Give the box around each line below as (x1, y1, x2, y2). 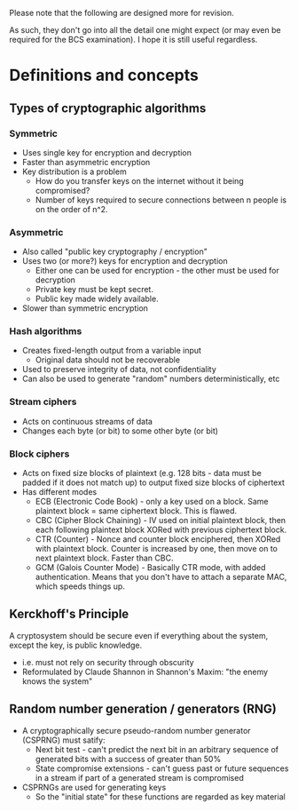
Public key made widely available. (35, 293, 159, 305)
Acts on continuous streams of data (21, 416, 153, 426)
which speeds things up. (35, 581, 126, 592)
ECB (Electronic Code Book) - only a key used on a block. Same (35, 497, 269, 507)
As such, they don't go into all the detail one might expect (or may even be (9, 25, 281, 35)
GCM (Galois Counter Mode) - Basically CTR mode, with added (35, 562, 266, 573)
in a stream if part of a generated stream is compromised (35, 772, 244, 783)
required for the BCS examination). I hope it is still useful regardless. (9, 35, 258, 44)
